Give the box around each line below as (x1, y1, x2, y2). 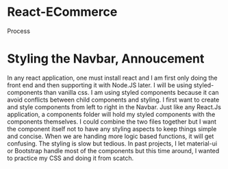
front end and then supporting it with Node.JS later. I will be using (7, 80, 192, 89)
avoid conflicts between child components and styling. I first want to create (7, 95, 220, 104)
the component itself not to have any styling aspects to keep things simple (7, 124, 217, 133)
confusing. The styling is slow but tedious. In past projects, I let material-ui (7, 139, 218, 148)
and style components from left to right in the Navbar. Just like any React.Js (7, 102, 221, 111)
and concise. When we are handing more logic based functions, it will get (7, 132, 214, 140)
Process (7, 27, 31, 35)
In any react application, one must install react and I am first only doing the (7, 74, 218, 82)
